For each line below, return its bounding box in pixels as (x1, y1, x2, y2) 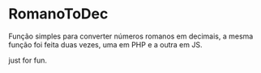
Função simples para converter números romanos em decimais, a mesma (8, 31, 254, 41)
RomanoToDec (8, 5, 109, 23)
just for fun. (8, 55, 47, 65)
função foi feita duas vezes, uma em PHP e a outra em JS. (8, 39, 203, 49)
